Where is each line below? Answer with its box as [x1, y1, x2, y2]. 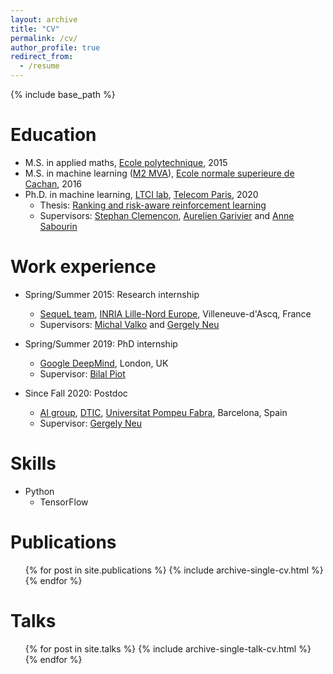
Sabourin [39, 220, 78, 232]
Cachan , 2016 [24, 177, 83, 190]
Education [10, 124, 97, 146]
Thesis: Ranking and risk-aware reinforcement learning [39, 199, 267, 211]
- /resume [19, 61, 60, 71]
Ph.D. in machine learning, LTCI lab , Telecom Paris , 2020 [24, 188, 259, 200]
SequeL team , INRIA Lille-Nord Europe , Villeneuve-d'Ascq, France [39, 307, 312, 320]
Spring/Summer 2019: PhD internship [24, 337, 178, 350]
